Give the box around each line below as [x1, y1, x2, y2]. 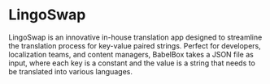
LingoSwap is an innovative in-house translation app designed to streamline [8, 32, 263, 42]
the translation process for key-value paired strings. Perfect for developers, [8, 40, 262, 50]
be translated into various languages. [8, 66, 133, 76]
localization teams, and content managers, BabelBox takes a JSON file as [8, 49, 254, 59]
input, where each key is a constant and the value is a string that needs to [8, 58, 256, 68]
